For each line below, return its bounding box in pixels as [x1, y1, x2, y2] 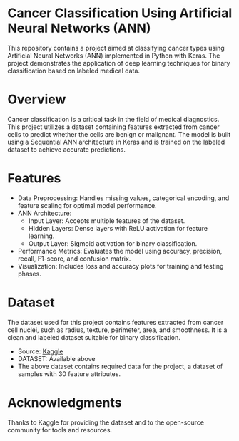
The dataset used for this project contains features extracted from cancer [7, 318, 224, 326]
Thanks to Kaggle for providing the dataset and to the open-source [7, 418, 205, 427]
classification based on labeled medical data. [7, 66, 141, 75]
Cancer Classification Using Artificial [7, 5, 233, 21]
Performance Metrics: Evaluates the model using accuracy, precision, [17, 247, 223, 255]
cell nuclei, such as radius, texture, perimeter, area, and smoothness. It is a [7, 326, 228, 334]
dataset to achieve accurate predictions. [7, 145, 126, 154]
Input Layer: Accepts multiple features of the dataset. [28, 216, 185, 225]
